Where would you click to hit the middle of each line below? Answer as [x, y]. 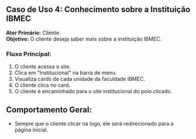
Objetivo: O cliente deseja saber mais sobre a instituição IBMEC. [84, 39]
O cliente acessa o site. [43, 67]
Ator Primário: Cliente [33, 33]
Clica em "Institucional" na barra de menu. [66, 73]
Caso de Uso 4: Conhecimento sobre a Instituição [98, 10]
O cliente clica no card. [42, 85]
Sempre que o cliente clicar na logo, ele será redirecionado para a [94, 123]
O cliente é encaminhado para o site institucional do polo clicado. [93, 91]
